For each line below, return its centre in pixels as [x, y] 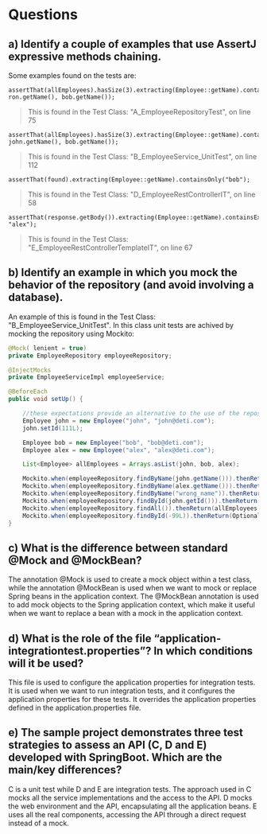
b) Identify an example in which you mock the [123, 273]
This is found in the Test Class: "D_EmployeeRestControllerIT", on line [141, 194]
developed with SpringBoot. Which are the [115, 758]
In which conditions [203, 651]
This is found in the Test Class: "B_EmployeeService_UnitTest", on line [142, 156]
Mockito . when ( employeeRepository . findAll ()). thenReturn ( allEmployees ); [143, 508]
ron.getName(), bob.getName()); [62, 97]
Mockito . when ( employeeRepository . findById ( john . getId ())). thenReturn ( [142, 501]
